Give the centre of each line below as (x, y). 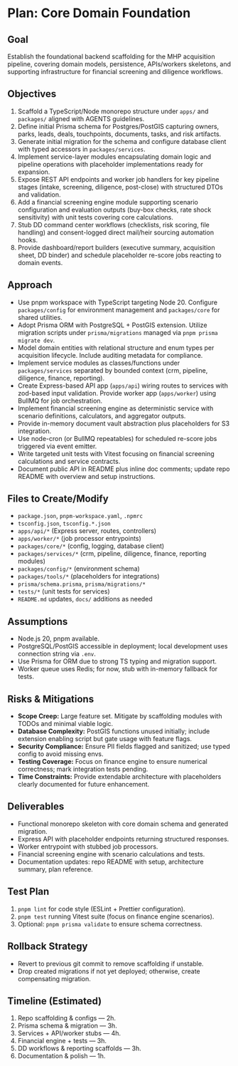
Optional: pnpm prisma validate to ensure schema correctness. (110, 923)
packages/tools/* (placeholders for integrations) (88, 576)
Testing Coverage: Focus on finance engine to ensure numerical (112, 762)
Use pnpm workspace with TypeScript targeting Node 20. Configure (118, 302)
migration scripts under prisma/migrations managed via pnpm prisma (118, 332)
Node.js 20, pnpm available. (58, 638)
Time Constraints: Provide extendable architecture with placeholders (119, 777)
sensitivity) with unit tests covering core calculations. (96, 217)
